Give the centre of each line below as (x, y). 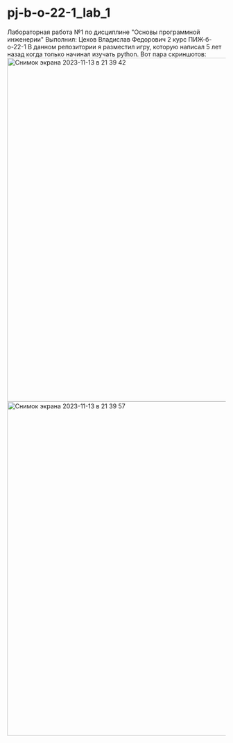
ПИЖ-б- (200, 39)
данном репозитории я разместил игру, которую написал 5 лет (128, 47)
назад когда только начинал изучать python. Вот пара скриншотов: (107, 54)
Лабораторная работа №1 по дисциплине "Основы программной (104, 32)
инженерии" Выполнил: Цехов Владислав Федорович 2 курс (97, 39)
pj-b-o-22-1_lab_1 (59, 13)
